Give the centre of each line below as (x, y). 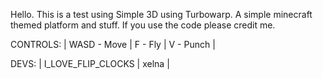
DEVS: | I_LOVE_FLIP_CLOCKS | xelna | (90, 63)
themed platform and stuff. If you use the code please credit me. (143, 25)
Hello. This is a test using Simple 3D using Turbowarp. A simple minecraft (161, 14)
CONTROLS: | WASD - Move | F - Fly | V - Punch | (113, 44)
